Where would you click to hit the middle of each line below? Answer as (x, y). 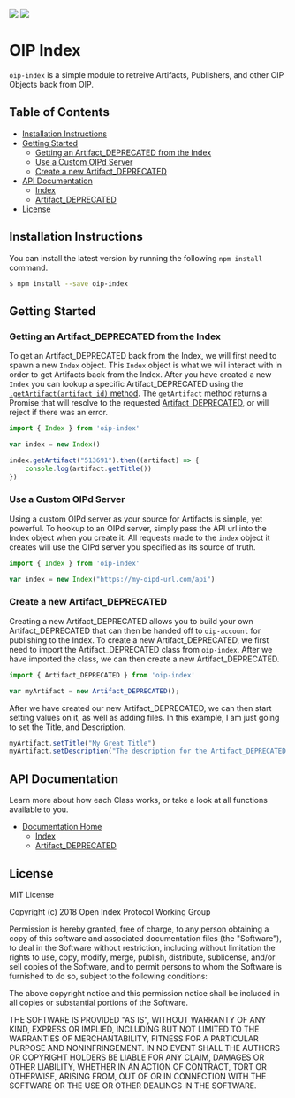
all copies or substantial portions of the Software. (98, 1002)
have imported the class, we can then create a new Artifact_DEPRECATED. (144, 659)
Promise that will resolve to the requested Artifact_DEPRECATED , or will (139, 403)
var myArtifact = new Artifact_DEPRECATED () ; (94, 691)
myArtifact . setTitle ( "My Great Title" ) (83, 743)
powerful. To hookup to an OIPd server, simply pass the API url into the (138, 528)
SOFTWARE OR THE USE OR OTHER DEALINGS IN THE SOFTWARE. (133, 1086)
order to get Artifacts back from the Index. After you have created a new (140, 375)
